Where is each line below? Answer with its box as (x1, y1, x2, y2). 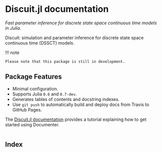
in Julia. (5, 25, 21, 31)
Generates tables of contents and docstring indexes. (12, 96, 120, 102)
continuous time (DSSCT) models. (5, 40, 75, 46)
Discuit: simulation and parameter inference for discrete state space (5, 35, 144, 41)
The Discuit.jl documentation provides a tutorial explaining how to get (5, 116, 147, 122)
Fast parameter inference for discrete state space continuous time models (5, 20, 157, 26)
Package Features (5, 73, 62, 81)
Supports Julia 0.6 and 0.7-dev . (12, 91, 77, 97)
